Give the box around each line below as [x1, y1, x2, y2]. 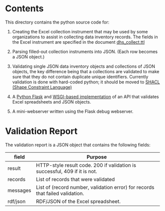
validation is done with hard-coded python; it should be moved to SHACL [12, 79, 160, 85]
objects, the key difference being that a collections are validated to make [12, 68, 160, 74]
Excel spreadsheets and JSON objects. [12, 99, 91, 105]
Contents [5, 3, 44, 14]
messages [7, 187, 31, 194]
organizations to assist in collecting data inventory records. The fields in [12, 34, 158, 40]
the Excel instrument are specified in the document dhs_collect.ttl [12, 39, 145, 45]
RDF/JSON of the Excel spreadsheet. [36, 198, 121, 205]
